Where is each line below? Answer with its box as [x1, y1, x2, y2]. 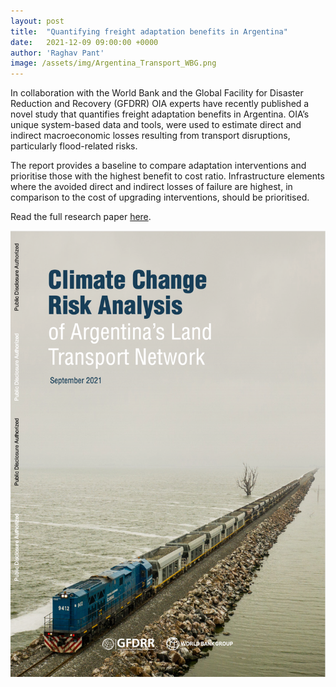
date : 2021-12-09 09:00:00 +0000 [10, 37, 159, 47]
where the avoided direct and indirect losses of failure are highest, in [10, 181, 293, 193]
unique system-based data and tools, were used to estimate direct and [10, 119, 302, 131]
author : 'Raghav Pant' [10, 48, 105, 58]
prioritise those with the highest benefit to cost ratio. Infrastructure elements [10, 170, 325, 182]
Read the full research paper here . [10, 211, 152, 223]
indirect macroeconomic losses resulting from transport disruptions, [10, 130, 291, 142]
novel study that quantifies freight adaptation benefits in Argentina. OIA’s [10, 108, 310, 120]
